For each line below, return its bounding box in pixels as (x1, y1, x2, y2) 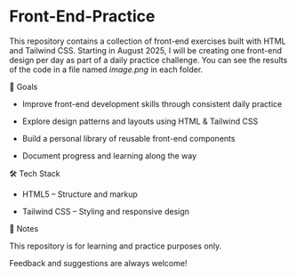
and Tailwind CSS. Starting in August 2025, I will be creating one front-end (9, 45, 283, 55)
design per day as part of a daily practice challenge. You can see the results (9, 54, 288, 65)
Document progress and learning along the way (21, 150, 197, 161)
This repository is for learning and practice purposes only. (9, 240, 222, 251)
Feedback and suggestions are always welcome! (9, 257, 188, 268)
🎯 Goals (9, 81, 38, 92)
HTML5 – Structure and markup (21, 189, 138, 200)
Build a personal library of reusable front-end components (21, 133, 236, 143)
